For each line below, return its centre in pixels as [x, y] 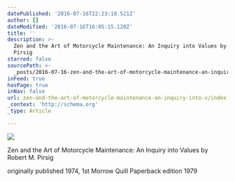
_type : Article [29, 111]
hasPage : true [28, 85]
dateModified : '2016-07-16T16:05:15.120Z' [70, 26]
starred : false [29, 59]
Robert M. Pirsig [30, 157]
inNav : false [26, 91]
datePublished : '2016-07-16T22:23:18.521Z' [72, 14]
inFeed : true [26, 78]
